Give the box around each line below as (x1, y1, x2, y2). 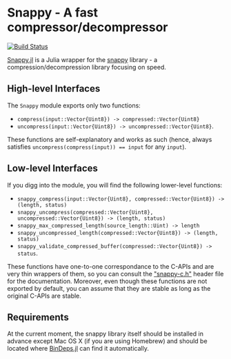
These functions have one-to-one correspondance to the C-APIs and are (7, 262, 214, 270)
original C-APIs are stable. (7, 291, 81, 300)
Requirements (7, 311, 69, 323)
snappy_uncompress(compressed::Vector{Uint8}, (17, 209, 154, 216)
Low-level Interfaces (7, 163, 99, 174)
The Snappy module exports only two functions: (7, 101, 141, 110)
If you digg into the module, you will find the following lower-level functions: (7, 181, 223, 189)
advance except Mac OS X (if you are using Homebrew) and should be (7, 337, 208, 345)
